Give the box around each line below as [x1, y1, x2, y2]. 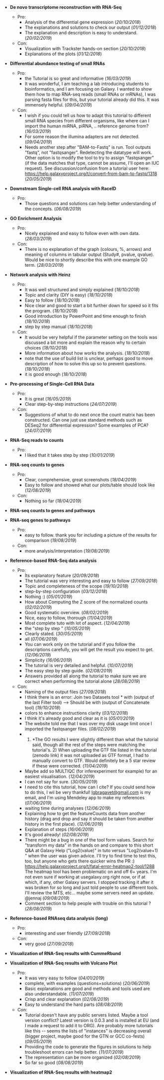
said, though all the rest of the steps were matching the [32, 742, 146, 748]
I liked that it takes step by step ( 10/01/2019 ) [24, 452, 115, 458]
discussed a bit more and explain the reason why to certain [24, 339, 146, 345]
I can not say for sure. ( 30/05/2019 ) [24, 779, 98, 784]
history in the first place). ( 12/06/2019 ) [24, 821, 103, 827]
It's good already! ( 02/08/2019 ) [24, 832, 89, 838]
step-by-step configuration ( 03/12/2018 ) [24, 588, 108, 594]
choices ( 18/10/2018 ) [24, 345, 68, 350]
